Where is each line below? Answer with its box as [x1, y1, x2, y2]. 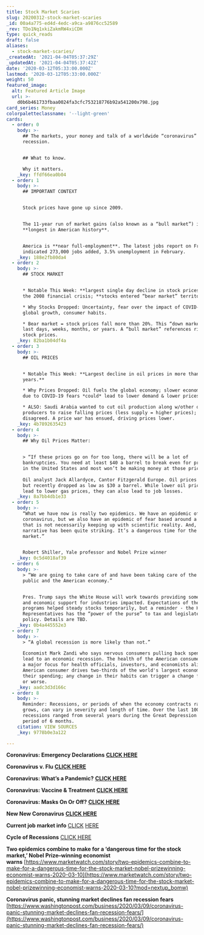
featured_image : [6, 83, 47, 89]
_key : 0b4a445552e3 [17, 622, 67, 628]
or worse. [22, 678, 47, 685]
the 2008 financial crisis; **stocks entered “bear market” [22, 293, 178, 299]
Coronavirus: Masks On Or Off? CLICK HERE [6, 798, 120, 806]
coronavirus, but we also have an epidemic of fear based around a [22, 516, 197, 522]
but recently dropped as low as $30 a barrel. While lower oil [22, 482, 186, 489]
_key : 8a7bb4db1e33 [17, 494, 67, 500]
